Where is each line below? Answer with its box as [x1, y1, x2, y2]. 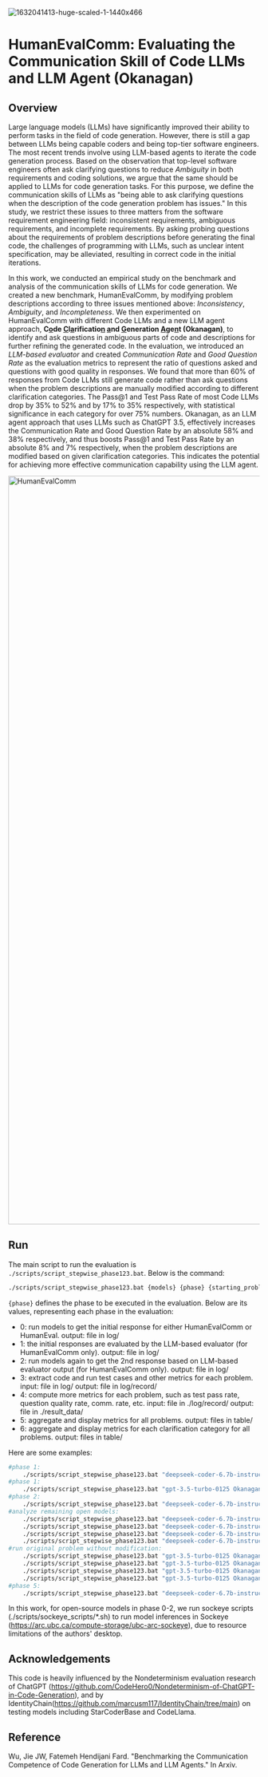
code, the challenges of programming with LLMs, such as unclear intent [8, 241, 245, 251]
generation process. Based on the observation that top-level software [8, 156, 237, 165]
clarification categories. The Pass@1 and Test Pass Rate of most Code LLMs [8, 392, 259, 401]
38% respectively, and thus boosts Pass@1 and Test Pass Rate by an [8, 435, 235, 444]
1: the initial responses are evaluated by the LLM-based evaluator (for [19, 1339, 248, 1349]
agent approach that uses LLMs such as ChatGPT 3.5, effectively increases [8, 417, 256, 427]
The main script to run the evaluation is [8, 1259, 137, 1269]
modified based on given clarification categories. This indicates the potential [8, 452, 260, 460]
